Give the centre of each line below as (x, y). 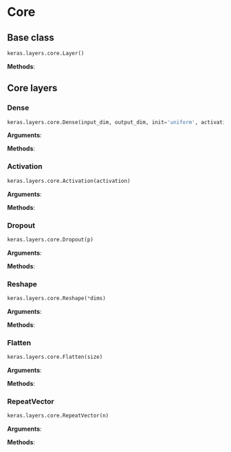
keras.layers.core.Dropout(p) (51, 239)
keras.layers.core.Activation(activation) (69, 181)
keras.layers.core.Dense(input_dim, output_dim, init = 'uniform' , (102, 122)
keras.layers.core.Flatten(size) (55, 357)
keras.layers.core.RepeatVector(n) (58, 416)
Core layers (32, 88)
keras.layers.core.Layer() (46, 53)
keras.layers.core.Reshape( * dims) (57, 298)
